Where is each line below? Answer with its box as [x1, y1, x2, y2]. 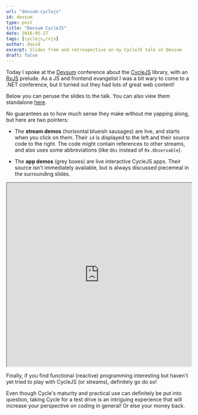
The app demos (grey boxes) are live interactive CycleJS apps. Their [14, 158, 181, 165]
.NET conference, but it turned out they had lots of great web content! [6, 81, 175, 88]
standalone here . [6, 98, 47, 106]
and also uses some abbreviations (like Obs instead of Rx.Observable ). [14, 146, 183, 153]
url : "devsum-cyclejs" [6, 8, 62, 15]
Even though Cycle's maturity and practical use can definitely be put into [6, 389, 182, 397]
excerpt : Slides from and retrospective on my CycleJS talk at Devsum [6, 47, 182, 53]
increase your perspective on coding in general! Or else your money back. [6, 402, 185, 409]
